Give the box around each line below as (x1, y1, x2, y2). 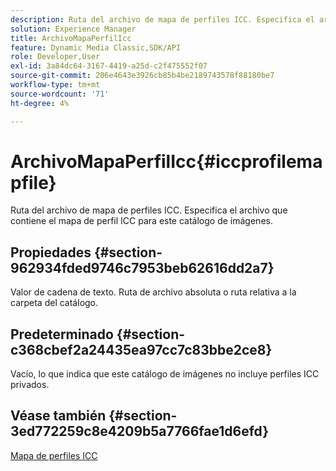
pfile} (10, 171, 57, 194)
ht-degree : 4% (10, 98, 70, 108)
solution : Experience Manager (10, 24, 137, 34)
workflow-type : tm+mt (10, 80, 101, 90)
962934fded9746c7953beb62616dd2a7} (10, 259, 275, 276)
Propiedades (10, 244, 92, 261)
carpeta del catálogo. (10, 297, 99, 309)
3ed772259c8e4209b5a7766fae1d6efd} (10, 423, 270, 440)
